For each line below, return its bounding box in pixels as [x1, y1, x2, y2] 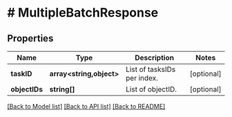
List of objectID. [125, 84, 177, 94]
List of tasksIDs [125, 64, 176, 74]
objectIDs [10, 84, 43, 94]
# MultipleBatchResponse [7, 5, 159, 21]
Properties [7, 33, 54, 44]
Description [134, 53, 175, 62]
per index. [125, 73, 159, 82]
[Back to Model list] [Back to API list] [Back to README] [7, 102, 166, 110]
